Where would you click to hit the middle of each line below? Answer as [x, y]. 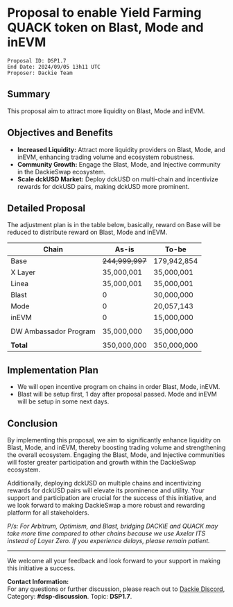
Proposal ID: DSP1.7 [37, 60]
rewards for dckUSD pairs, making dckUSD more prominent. [103, 186]
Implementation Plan [53, 370]
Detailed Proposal [46, 208]
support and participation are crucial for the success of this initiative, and [112, 498]
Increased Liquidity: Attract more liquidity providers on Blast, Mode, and [121, 149]
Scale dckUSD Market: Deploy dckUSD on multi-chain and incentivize [118, 179]
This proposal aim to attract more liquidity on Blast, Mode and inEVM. [106, 111]
